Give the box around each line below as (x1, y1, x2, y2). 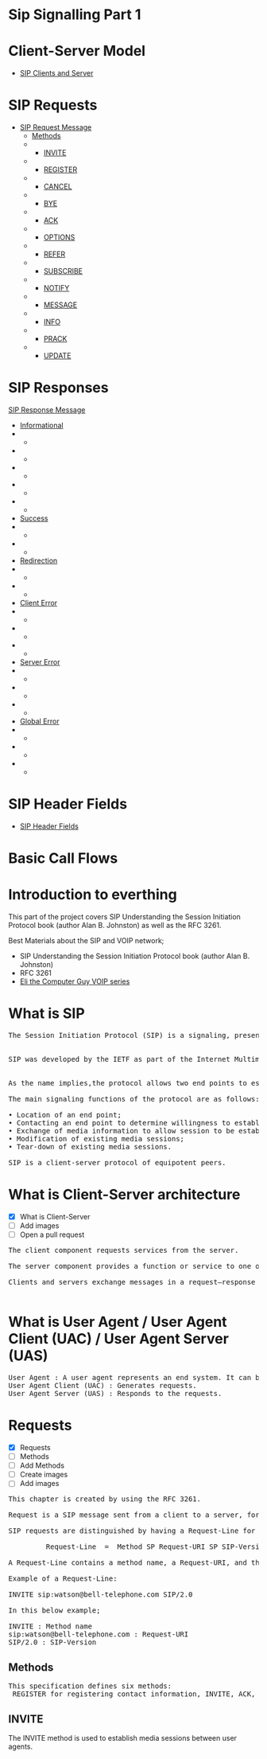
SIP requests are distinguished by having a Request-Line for (8, 1527, 256, 1535)
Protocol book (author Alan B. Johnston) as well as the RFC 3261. (8, 921, 222, 930)
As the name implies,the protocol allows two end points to (8, 1078, 248, 1087)
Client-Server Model (8, 42, 145, 60)
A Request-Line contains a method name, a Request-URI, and (8, 1558, 248, 1567)
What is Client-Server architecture (8, 1186, 241, 1203)
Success (19, 513, 48, 523)
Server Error (19, 657, 61, 666)
